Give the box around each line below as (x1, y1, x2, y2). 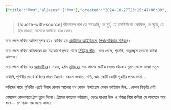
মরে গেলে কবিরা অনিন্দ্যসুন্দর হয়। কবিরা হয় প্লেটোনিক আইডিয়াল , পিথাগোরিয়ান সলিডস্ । (5, 37, 131, 43)
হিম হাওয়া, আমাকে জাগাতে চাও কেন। (17, 27, 73, 33)
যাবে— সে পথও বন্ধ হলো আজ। (5, 100, 52, 106)
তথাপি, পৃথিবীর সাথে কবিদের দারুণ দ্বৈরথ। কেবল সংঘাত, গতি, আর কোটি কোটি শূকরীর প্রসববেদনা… (5, 73, 147, 79)
